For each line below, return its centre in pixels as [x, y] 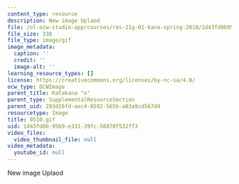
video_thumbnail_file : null [55, 139]
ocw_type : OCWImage [36, 87]
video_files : [27, 133]
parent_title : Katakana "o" [49, 93]
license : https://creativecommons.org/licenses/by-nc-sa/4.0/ [101, 80]
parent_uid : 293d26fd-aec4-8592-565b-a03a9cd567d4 [84, 107]
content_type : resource [43, 14]
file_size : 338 [30, 34]
